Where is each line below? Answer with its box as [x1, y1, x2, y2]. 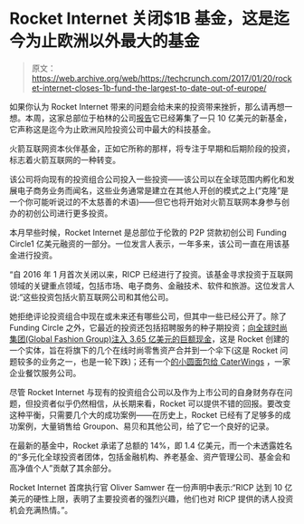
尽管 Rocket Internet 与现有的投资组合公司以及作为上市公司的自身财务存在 [9, 386, 285, 397]
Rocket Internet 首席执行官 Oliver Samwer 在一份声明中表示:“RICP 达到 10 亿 [9, 481, 293, 492]
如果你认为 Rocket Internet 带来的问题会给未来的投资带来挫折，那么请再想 [9, 101, 285, 112]
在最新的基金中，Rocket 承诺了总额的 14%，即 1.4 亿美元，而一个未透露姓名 [9, 440, 293, 451]
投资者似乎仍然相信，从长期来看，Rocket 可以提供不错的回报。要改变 [33, 398, 291, 409]
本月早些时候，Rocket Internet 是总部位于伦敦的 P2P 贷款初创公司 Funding [9, 227, 287, 238]
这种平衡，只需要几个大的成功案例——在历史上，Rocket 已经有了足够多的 [9, 409, 283, 420]
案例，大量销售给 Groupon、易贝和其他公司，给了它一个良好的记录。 [16, 421, 274, 432]
